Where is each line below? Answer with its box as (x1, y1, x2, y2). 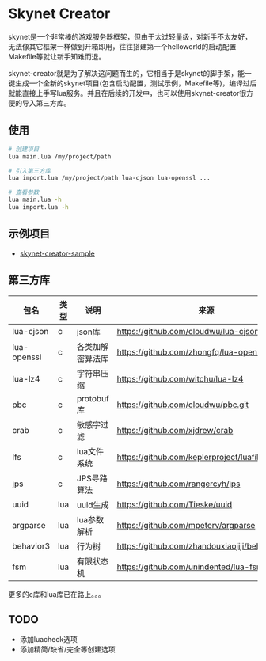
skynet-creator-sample (19, 249, 95, 258)
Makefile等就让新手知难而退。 (8, 51, 106, 61)
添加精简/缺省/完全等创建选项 (19, 644, 116, 654)
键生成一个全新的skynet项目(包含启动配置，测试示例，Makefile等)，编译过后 (8, 78, 257, 88)
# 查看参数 (8, 188, 40, 196)
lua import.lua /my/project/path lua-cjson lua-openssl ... (8, 174, 211, 182)
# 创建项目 (8, 145, 40, 153)
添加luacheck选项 (19, 635, 78, 644)
